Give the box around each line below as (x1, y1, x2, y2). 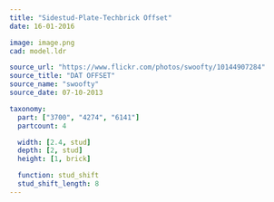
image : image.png (9, 38, 75, 47)
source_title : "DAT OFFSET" (9, 72, 116, 81)
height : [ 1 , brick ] (17, 155, 92, 164)
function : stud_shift (17, 171, 100, 180)
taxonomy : (9, 104, 47, 113)
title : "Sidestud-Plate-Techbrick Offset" (9, 13, 172, 23)
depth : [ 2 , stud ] (17, 146, 83, 155)
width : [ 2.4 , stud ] (17, 138, 92, 147)
